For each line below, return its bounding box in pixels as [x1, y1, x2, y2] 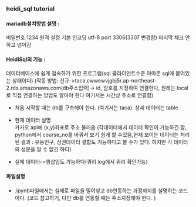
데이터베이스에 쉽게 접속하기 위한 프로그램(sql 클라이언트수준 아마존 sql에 [6, 70, 174, 77]
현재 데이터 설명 [14, 116, 51, 124]
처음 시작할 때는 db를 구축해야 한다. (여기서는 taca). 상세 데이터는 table [14, 104, 178, 111]
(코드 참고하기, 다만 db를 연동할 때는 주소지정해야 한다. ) [27, 194, 156, 201]
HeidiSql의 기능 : [6, 56, 46, 63]
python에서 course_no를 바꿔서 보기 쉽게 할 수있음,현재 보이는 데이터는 [14, 131, 179, 139]
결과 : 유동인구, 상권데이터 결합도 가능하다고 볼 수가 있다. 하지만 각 [21, 139, 173, 146]
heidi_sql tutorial [6, 5, 55, 13]
